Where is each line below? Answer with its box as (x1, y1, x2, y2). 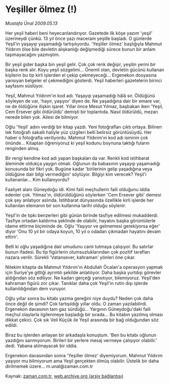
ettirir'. (5, 233, 19, 239)
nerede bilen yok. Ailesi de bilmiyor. (5, 114, 79, 120)
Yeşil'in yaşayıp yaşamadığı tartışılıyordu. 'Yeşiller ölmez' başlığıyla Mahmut (5, 40, 162, 46)
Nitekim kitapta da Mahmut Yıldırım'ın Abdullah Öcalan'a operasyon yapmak (5, 264, 163, 270)
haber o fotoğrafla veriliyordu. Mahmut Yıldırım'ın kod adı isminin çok (5, 134, 148, 140)
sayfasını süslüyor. (5, 82, 44, 89)
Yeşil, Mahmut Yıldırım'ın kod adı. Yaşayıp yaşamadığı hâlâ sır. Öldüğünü (5, 92, 155, 99)
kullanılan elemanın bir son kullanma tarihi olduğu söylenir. (5, 202, 126, 208)
